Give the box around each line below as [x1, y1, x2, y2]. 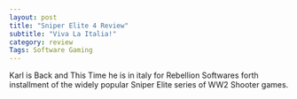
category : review [9, 37, 74, 47]
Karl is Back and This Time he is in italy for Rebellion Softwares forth [9, 70, 259, 80]
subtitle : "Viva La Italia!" [9, 29, 117, 38]
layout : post [9, 12, 58, 22]
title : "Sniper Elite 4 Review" [9, 21, 129, 30]
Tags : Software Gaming [9, 46, 93, 55]
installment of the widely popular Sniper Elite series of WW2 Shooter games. [9, 80, 289, 90]
